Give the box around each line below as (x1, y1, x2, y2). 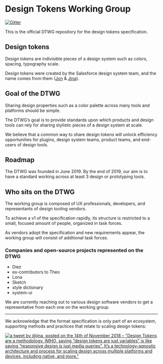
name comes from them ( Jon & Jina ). (5, 75, 80, 81)
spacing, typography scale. (5, 61, 60, 66)
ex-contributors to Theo (12, 269, 60, 275)
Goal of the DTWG (5, 90, 61, 98)
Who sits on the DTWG (5, 188, 75, 196)
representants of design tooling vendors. (5, 206, 86, 212)
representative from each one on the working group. (5, 304, 110, 310)
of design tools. (17, 142, 49, 147)
